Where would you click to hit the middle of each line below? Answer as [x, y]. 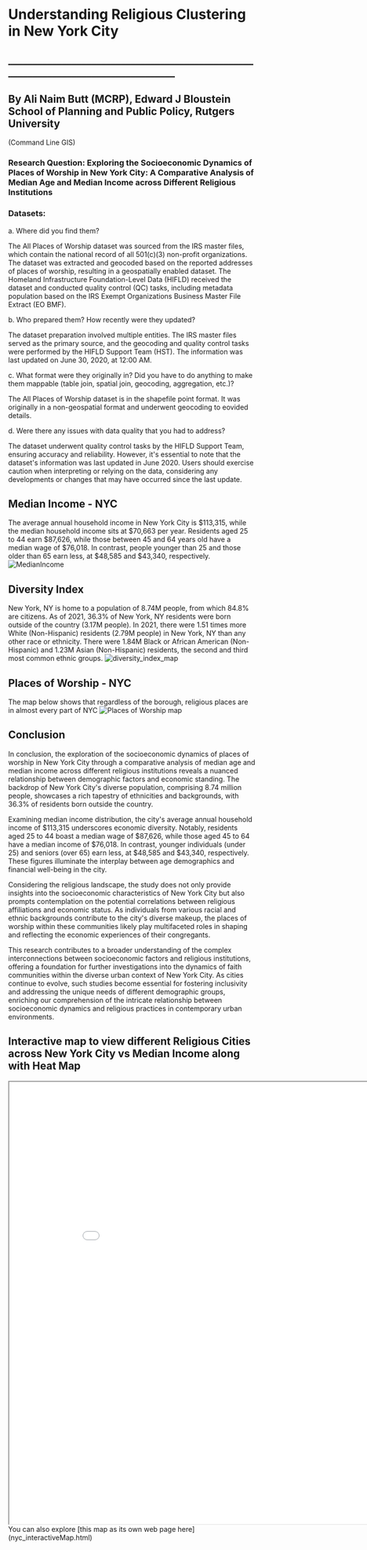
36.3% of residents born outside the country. [81, 804]
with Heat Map [44, 1066]
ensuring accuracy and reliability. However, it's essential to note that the [124, 454]
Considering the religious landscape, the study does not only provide [120, 884]
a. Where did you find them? [54, 230]
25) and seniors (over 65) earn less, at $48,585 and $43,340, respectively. [129, 852]
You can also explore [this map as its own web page [92, 1529]
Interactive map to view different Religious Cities [129, 1042]
